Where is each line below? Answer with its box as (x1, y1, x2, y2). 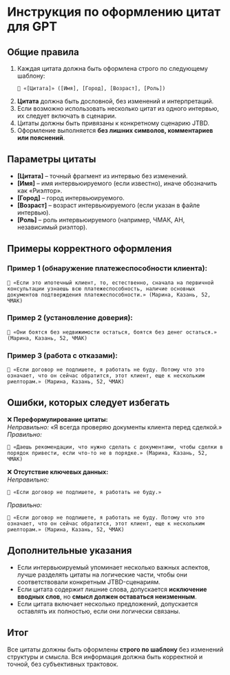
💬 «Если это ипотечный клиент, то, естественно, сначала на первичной (7, 279, 214, 286)
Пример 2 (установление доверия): (7, 313, 133, 323)
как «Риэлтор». (17, 186, 63, 195)
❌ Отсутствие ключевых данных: (7, 467, 109, 475)
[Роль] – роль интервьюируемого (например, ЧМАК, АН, (17, 215, 185, 224)
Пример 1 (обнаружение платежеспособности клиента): (7, 264, 208, 273)
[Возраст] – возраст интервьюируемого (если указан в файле (17, 201, 200, 209)
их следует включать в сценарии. (17, 111, 117, 120)
